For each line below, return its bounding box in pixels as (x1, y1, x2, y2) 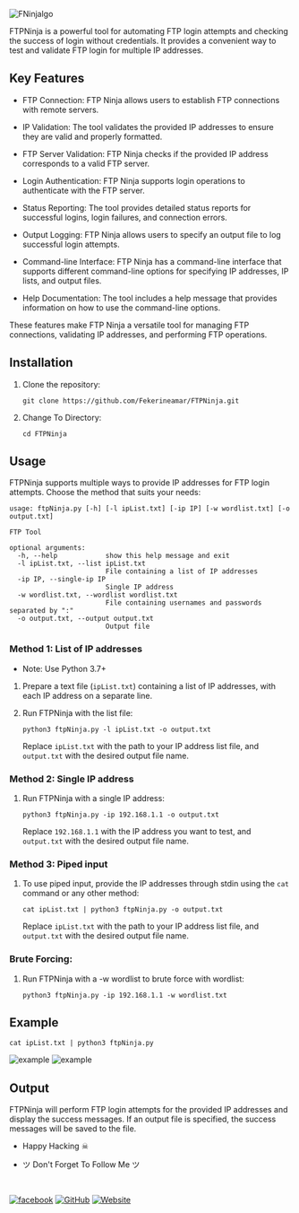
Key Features (9, 71, 85, 86)
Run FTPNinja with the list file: (21, 707, 133, 718)
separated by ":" (9, 606, 74, 615)
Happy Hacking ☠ (21, 1140, 90, 1152)
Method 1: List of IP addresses (9, 642, 143, 655)
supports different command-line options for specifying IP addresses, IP (21, 266, 289, 276)
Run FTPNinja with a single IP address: (21, 793, 166, 804)
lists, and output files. (21, 275, 102, 286)
